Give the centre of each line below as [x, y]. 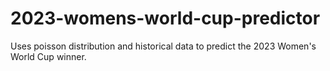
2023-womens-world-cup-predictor [165, 18]
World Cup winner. [48, 56]
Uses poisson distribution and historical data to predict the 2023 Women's [163, 46]
